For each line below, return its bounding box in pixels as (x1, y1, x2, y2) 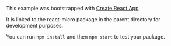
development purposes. (6, 22, 64, 29)
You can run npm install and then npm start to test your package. (6, 33, 165, 40)
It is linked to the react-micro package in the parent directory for (6, 16, 160, 22)
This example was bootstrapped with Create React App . (6, 5, 141, 11)
